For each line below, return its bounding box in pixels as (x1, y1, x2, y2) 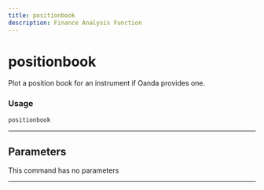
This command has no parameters (8, 166, 119, 175)
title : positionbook (8, 11, 76, 20)
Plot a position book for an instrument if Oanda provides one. (8, 79, 206, 88)
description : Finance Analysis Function (8, 19, 143, 27)
